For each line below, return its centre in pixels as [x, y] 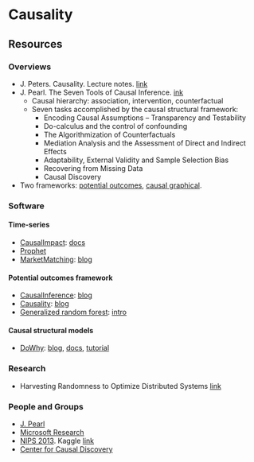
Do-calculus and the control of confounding [115, 126]
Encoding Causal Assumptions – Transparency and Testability [145, 118]
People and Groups [46, 406]
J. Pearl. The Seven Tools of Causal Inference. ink [102, 92]
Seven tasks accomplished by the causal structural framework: [135, 109]
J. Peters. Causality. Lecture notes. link [84, 83]
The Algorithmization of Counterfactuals [109, 134]
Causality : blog [44, 304]
